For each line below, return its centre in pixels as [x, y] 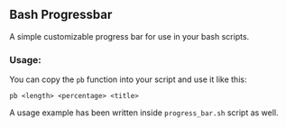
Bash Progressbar [61, 15]
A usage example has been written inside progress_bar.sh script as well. [144, 113]
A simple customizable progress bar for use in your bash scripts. [129, 36]
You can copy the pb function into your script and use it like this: [128, 79]
